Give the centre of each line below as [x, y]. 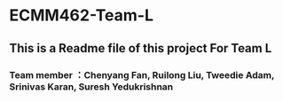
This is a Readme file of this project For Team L [141, 48]
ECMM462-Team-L [81, 16]
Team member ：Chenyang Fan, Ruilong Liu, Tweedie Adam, [142, 74]
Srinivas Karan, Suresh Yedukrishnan [91, 87]
